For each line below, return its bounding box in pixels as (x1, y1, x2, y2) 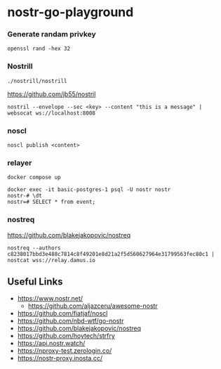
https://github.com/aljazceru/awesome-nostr (27, 302, 158, 310)
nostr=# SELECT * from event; (7, 198, 96, 206)
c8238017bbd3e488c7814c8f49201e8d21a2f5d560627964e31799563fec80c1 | (7, 250, 215, 257)
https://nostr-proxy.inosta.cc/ (17, 354, 103, 363)
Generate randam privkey (7, 30, 96, 39)
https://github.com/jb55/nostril (7, 89, 96, 98)
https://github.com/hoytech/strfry (17, 332, 116, 340)
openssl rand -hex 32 (7, 45, 71, 53)
